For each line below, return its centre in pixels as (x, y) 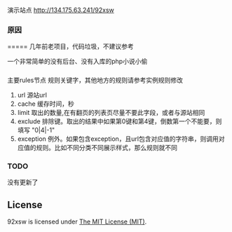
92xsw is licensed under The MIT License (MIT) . (77, 221)
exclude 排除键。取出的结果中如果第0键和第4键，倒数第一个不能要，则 (120, 121)
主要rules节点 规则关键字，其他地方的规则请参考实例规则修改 (95, 80)
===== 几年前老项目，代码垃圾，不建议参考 (71, 46)
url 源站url (32, 95)
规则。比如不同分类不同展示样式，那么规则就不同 (107, 148)
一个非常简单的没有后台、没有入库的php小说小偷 (77, 62)
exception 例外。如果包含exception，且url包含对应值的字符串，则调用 (118, 139)
